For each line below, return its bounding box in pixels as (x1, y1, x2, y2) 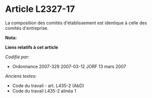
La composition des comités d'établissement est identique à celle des (5, 20, 147, 26)
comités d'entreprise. (5, 25, 49, 31)
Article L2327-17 (5, 3, 75, 15)
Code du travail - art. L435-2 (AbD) (12, 83, 84, 89)
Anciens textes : (5, 73, 37, 79)
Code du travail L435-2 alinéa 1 (12, 88, 76, 94)
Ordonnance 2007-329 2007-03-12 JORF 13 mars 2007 (12, 63, 126, 69)
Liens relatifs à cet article (5, 44, 58, 50)
